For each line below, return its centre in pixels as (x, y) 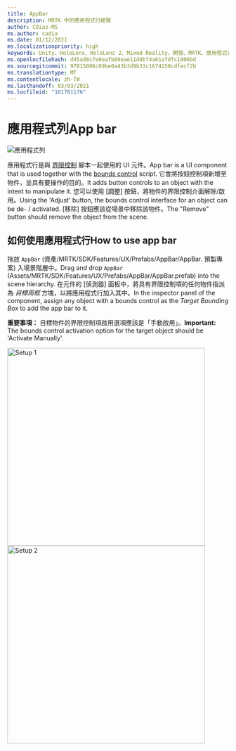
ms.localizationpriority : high (53, 46)
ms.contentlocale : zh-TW (44, 79)
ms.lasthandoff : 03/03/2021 (48, 86)
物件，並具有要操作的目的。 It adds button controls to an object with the (111, 183)
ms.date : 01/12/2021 (38, 40)
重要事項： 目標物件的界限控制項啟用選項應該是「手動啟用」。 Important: (112, 322)
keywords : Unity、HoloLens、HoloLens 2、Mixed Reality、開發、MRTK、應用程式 (117, 53)
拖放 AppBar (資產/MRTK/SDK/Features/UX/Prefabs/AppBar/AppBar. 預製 (112, 259)
